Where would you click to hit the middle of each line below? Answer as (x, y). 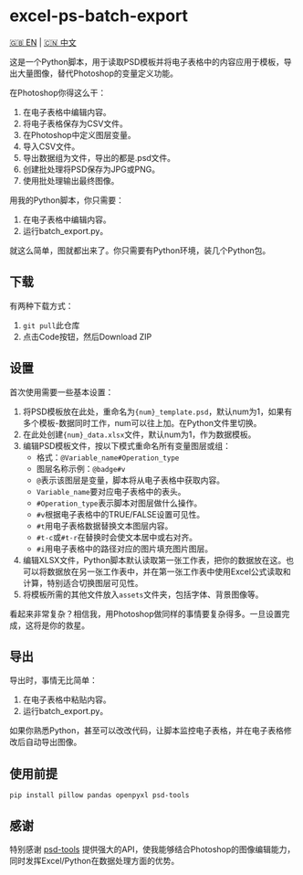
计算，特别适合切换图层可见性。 (83, 582)
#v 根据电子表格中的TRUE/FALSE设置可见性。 (120, 514)
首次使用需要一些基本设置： (62, 392)
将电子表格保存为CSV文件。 (75, 123)
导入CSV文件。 (51, 146)
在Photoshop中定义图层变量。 (79, 134)
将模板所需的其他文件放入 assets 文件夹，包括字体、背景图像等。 (143, 594)
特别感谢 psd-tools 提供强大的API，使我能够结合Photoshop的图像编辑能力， (152, 849)
